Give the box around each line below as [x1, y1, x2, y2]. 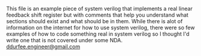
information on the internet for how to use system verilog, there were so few [6, 24, 195, 31]
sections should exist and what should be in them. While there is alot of [6, 18, 183, 24]
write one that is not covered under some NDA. [6, 37, 123, 43]
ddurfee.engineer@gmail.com [6, 43, 81, 50]
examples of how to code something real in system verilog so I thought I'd [6, 30, 190, 38]
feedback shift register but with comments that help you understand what [6, 11, 188, 18]
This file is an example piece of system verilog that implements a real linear [6, 5, 193, 12]
